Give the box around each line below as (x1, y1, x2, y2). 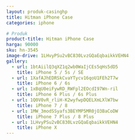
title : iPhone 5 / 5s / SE (17, 69, 84, 75)
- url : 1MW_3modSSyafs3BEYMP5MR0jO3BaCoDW (11, 108, 118, 114)
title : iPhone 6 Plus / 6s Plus (17, 92, 97, 98)
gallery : (6, 58, 28, 64)
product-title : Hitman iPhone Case (6, 36, 95, 42)
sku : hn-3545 (6, 47, 39, 54)
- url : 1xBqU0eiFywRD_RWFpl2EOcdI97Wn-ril (11, 86, 118, 92)
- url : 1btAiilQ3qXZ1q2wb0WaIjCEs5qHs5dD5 (11, 64, 118, 70)
